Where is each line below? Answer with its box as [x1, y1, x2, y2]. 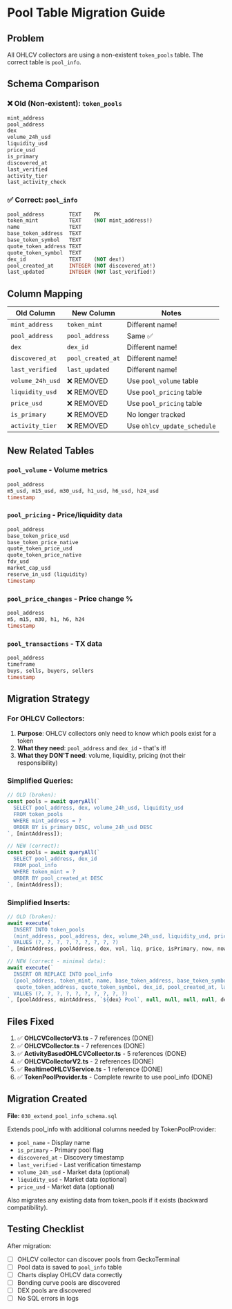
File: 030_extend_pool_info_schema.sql [7, 1111, 117, 1120]
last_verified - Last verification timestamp [17, 1160, 142, 1169]
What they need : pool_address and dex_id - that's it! [17, 744, 167, 752]
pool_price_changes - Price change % [7, 593, 133, 603]
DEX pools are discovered [17, 1286, 91, 1294]
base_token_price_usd [7, 532, 70, 539]
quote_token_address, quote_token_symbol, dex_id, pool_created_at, [16, 983, 217, 990]
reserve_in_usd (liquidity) [7, 570, 88, 578]
